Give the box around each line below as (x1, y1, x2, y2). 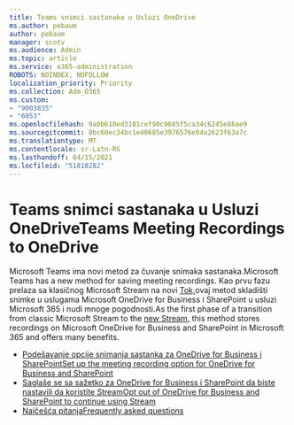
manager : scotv (9, 37, 66, 47)
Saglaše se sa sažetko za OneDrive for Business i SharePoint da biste (21, 377, 276, 388)
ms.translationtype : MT (9, 136, 97, 145)
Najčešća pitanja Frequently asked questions (21, 406, 184, 416)
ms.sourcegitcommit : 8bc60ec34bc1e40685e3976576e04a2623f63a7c (9, 128, 248, 137)
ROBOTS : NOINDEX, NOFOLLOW (9, 71, 109, 80)
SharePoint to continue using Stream (21, 396, 157, 407)
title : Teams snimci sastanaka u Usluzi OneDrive (9, 12, 197, 22)
